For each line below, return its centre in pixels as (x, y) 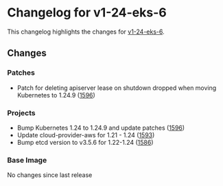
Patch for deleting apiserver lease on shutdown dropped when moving (117, 88)
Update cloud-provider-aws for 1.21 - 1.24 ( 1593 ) (86, 135)
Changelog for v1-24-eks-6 (87, 13)
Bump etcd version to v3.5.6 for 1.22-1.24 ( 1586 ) (85, 142)
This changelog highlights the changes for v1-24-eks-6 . (86, 32)
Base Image (27, 160)
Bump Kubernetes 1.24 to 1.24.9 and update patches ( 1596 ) (101, 128)
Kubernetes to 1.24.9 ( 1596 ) (56, 95)
